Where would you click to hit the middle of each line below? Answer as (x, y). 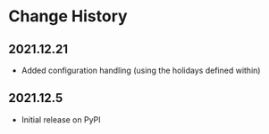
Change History (68, 16)
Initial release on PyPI (61, 119)
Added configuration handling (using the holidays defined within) (141, 70)
